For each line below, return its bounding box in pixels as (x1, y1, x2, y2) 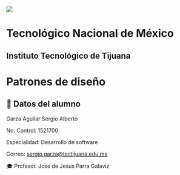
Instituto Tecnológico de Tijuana (6, 50, 131, 61)
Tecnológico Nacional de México (6, 27, 174, 41)
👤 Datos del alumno (6, 99, 81, 109)
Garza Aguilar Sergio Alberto (6, 115, 78, 122)
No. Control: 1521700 (6, 127, 59, 134)
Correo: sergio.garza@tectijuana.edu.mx (6, 150, 108, 157)
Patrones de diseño (6, 74, 106, 88)
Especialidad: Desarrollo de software (6, 138, 98, 145)
